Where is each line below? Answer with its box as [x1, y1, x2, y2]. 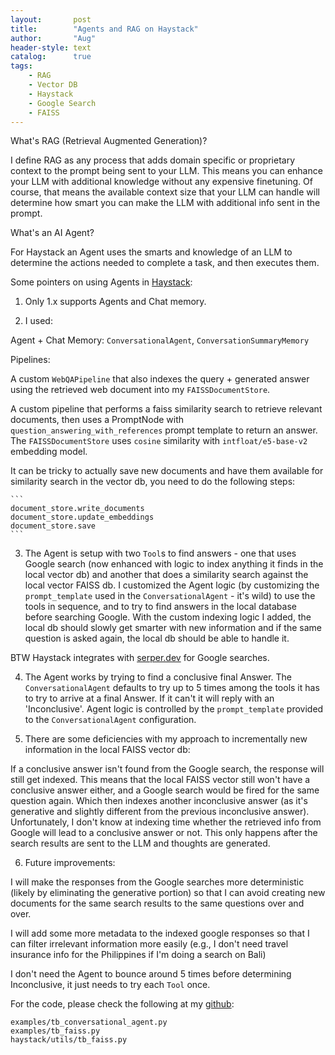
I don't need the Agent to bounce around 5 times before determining [10, 968, 292, 980]
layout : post [10, 14, 92, 25]
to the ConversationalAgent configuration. [24, 714, 197, 726]
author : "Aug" [10, 33, 97, 43]
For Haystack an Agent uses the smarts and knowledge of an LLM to [10, 246, 293, 258]
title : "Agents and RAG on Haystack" [10, 24, 199, 34]
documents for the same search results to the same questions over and [10, 897, 305, 910]
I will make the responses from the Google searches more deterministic [10, 876, 305, 888]
